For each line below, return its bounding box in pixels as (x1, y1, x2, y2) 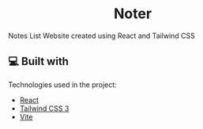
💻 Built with (8, 55, 70, 68)
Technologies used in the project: (8, 80, 117, 89)
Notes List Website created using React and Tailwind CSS (8, 31, 195, 40)
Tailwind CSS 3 (19, 104, 70, 113)
